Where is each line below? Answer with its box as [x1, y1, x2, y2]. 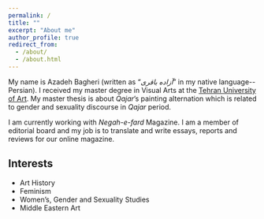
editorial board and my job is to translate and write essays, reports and [8, 125, 238, 135]
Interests [8, 157, 54, 170]
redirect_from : [8, 41, 58, 49]
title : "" [8, 19, 41, 27]
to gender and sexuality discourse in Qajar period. [8, 102, 172, 111]
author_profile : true [8, 33, 80, 42]
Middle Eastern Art [19, 202, 81, 213]
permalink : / [8, 11, 51, 20]
